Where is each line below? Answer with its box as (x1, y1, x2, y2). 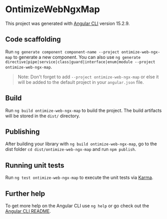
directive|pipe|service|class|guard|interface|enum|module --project (5, 59, 156, 65)
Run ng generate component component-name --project (5, 48, 119, 54)
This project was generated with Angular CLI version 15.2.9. (5, 20, 130, 26)
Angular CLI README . (5, 208, 51, 214)
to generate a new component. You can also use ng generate (13, 54, 141, 60)
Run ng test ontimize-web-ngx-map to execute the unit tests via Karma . (5, 174, 153, 181)
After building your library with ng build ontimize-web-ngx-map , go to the (5, 141, 157, 147)
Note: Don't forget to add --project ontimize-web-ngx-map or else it (17, 74, 159, 80)
